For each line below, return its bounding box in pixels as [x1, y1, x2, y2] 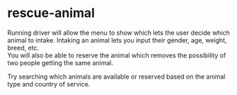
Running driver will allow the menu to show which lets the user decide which [7, 28, 230, 37]
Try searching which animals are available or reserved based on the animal [7, 72, 226, 81]
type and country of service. [7, 79, 91, 88]
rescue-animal [7, 5, 96, 21]
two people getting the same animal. [7, 58, 114, 67]
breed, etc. [7, 43, 40, 52]
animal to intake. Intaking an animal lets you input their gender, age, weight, [7, 35, 227, 44]
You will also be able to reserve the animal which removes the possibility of [7, 51, 226, 60]
